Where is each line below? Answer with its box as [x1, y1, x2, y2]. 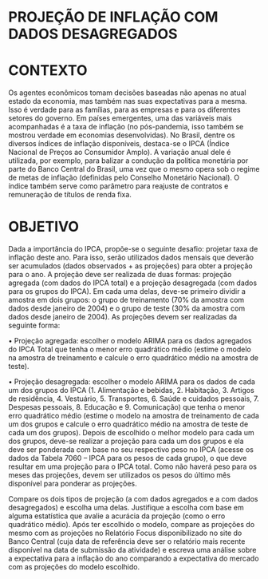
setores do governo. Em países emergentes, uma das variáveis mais [8, 113, 233, 123]
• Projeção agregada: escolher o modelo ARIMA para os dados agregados [8, 336, 253, 346]
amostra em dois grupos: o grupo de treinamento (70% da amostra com [8, 295, 245, 305]
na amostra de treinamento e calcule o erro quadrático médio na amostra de [8, 353, 259, 363]
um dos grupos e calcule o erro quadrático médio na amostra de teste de [8, 419, 249, 429]
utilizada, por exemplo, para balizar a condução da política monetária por [8, 156, 249, 165]
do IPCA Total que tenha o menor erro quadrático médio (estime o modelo [8, 344, 251, 355]
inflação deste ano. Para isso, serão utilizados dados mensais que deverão [8, 252, 254, 263]
